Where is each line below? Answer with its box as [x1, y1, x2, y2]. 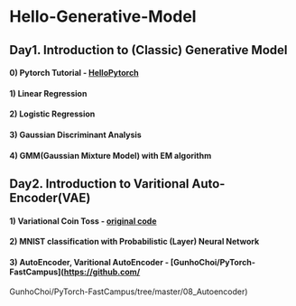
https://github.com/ [63, 266, 141, 277]
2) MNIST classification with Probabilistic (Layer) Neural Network [9, 236, 260, 247]
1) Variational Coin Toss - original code [9, 215, 157, 227]
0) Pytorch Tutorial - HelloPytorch [9, 68, 139, 79]
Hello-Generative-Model [9, 6, 197, 27]
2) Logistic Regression [9, 108, 96, 119]
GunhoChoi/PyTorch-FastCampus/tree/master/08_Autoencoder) [9, 286, 248, 297]
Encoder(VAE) [9, 190, 91, 205]
